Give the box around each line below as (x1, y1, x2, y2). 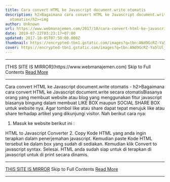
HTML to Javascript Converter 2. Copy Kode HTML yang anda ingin (5, 130, 147, 136)
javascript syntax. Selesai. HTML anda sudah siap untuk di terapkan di (5, 146, 152, 152)
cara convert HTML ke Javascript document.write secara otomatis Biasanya (5, 89, 162, 95)
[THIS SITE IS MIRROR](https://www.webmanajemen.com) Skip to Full (5, 64, 151, 70)
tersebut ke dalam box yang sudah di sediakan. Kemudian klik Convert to (5, 141, 157, 147)
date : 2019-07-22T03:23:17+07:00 (5, 31, 76, 36)
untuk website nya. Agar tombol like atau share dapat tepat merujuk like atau (5, 105, 165, 111)
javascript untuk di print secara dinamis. (5, 151, 89, 157)
